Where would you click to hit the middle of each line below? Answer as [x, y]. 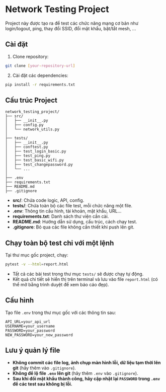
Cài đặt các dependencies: [40, 75]
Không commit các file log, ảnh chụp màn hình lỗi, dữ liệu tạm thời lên [87, 362]
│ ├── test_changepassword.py [39, 165]
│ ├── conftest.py [27, 147]
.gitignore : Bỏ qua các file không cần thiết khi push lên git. [73, 227]
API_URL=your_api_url [28, 322]
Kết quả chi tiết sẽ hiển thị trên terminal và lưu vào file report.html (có [85, 279]
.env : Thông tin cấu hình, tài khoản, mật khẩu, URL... [67, 211]
